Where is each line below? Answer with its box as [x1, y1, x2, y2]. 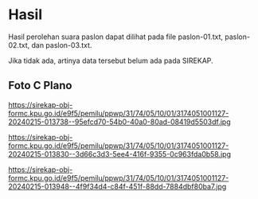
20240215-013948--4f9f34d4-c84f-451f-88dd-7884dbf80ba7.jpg [8, 181, 227, 191]
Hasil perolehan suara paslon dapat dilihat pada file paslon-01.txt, [8, 32, 224, 41]
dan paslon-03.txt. [31, 40, 92, 49]
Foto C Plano [8, 79, 72, 92]
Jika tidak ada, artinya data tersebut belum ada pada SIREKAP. [8, 56, 213, 65]
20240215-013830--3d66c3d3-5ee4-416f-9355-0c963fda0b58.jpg [8, 149, 232, 158]
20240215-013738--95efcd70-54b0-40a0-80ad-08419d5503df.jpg [8, 117, 231, 127]
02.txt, [8, 40, 30, 49]
